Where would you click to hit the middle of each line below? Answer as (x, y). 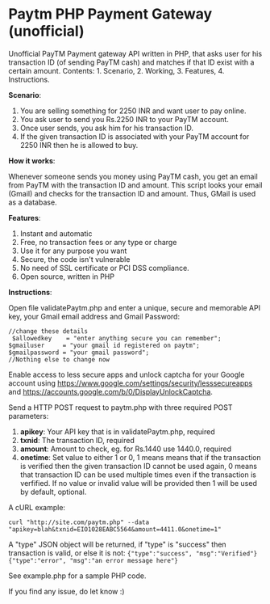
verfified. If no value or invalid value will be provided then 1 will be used (139, 483)
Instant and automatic (56, 233)
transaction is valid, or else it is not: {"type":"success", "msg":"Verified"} (133, 553)
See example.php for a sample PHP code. (77, 576)
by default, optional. (53, 492)
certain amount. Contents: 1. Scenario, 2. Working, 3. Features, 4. (116, 70)
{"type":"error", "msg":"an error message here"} (93, 560)
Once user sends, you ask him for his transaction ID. (107, 128)
